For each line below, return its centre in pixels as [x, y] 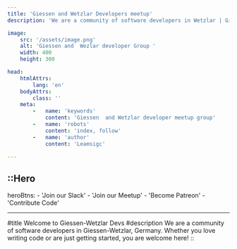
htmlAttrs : [36, 78]
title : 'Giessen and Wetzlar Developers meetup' [80, 14]
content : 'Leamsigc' [75, 144]
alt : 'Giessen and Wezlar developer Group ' [88, 46]
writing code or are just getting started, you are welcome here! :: [101, 238]
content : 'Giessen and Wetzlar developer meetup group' [130, 118]
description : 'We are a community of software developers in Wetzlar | [115, 20]
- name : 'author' [61, 137]
